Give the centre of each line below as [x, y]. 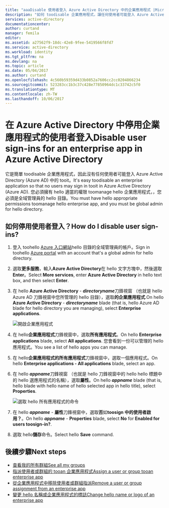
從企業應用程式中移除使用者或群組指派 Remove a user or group [77, 483]
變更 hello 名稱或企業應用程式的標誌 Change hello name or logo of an [83, 494]
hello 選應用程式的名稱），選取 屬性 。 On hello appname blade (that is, [90, 380]
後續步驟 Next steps [36, 452]
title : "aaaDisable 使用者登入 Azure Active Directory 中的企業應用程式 [78, 10]
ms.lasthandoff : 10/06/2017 [35, 99]
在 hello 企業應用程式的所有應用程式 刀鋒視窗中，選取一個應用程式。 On [85, 358]
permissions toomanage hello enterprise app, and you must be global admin [84, 204]
